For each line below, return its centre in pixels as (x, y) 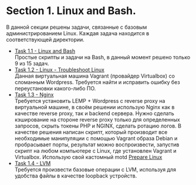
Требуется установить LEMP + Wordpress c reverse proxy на (90, 100)
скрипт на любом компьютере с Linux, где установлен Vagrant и (95, 150)
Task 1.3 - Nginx (34, 95)
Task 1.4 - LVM (33, 163)
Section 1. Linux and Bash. (71, 11)
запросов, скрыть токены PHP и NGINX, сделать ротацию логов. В (98, 126)
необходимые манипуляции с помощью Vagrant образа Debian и (96, 138)
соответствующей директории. (45, 39)
